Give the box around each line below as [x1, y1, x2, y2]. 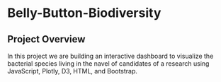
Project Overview [7, 33, 86, 45]
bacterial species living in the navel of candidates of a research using [7, 59, 210, 68]
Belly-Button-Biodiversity [7, 5, 161, 21]
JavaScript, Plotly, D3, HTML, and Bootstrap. [7, 67, 138, 75]
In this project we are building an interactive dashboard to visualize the [7, 52, 214, 60]
